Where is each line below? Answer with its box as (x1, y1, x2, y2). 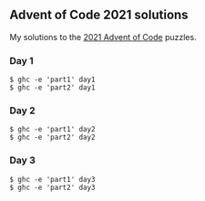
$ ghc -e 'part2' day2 (9, 132, 96, 143)
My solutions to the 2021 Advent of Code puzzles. (9, 31, 198, 42)
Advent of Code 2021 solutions (9, 7, 189, 23)
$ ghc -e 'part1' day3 (9, 175, 96, 184)
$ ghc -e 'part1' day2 (9, 125, 96, 134)
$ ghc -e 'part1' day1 (9, 75, 96, 85)
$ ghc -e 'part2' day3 (9, 183, 96, 192)
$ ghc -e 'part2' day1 (9, 83, 96, 92)
